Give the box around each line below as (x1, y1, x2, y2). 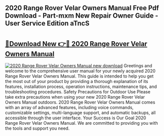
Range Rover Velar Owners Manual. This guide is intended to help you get (5, 73, 154, 79)
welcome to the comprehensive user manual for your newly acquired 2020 (5, 68, 156, 74)
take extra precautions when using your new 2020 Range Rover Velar (5, 94, 145, 100)
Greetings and (123, 63, 153, 68)
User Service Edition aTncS (5, 19, 90, 27)
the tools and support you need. (5, 125, 70, 131)
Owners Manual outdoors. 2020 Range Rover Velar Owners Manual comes (5, 99, 156, 105)
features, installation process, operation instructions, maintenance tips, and (5, 83, 157, 89)
